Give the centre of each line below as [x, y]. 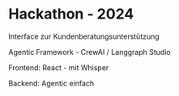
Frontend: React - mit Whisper [59, 67]
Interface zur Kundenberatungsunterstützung [84, 36]
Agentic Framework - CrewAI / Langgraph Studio [90, 52]
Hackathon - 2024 [71, 14]
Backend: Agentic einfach [51, 83]
